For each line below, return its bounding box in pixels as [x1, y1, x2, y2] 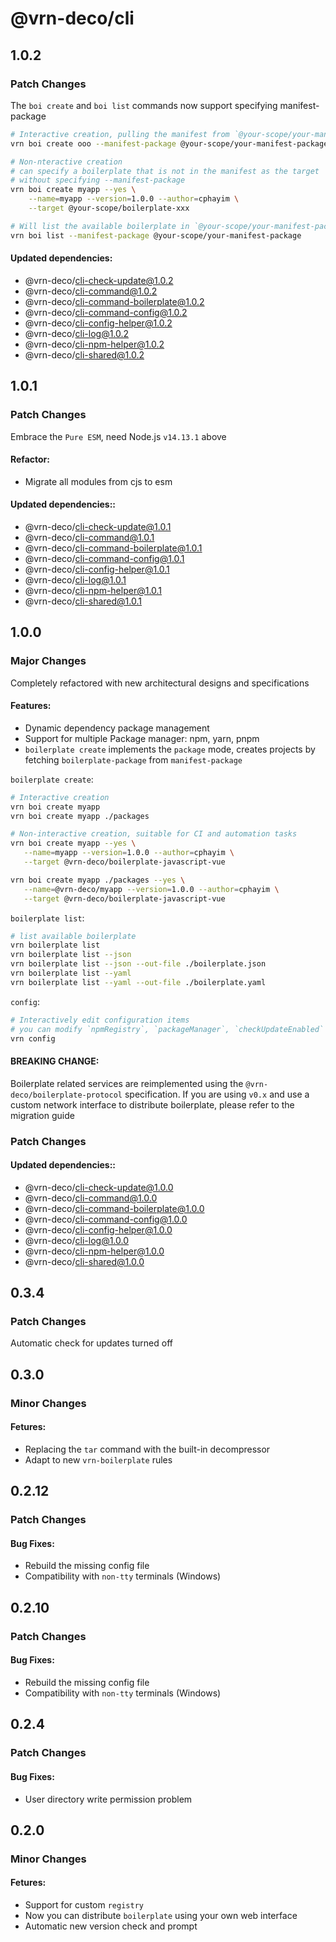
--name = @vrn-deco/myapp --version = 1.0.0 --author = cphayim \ [23, 884, 280, 894]
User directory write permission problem [24, 1793, 193, 1805]
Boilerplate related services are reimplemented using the [10, 1077, 244, 1089]
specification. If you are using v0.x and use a [124, 1088, 310, 1100]
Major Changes [10, 654, 87, 668]
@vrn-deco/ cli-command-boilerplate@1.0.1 [24, 542, 203, 554]
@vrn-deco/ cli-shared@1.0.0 [24, 1255, 145, 1267]
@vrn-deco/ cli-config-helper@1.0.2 [24, 317, 173, 329]
